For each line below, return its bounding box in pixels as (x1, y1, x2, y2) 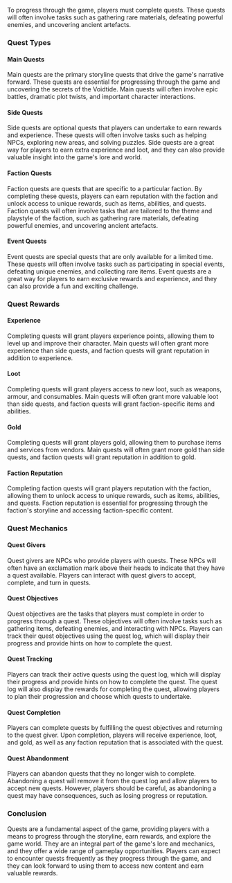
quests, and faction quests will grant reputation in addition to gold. (7, 453, 196, 461)
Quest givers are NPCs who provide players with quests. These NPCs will (7, 556, 217, 564)
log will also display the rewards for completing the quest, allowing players (7, 685, 220, 693)
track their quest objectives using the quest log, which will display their (7, 632, 210, 640)
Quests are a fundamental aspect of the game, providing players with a (7, 824, 210, 833)
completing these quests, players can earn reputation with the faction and (7, 192, 218, 200)
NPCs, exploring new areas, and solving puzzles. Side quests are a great (7, 139, 215, 147)
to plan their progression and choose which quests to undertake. (7, 693, 192, 700)
